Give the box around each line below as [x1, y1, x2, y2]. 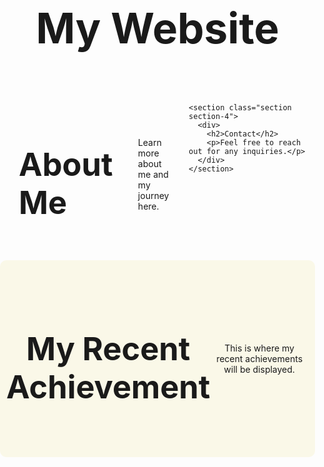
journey [137, 190, 170, 202]
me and [137, 169, 169, 181]
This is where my [224, 342, 295, 354]
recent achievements [216, 352, 304, 364]
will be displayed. [223, 363, 295, 375]
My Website [35, 2, 280, 54]
